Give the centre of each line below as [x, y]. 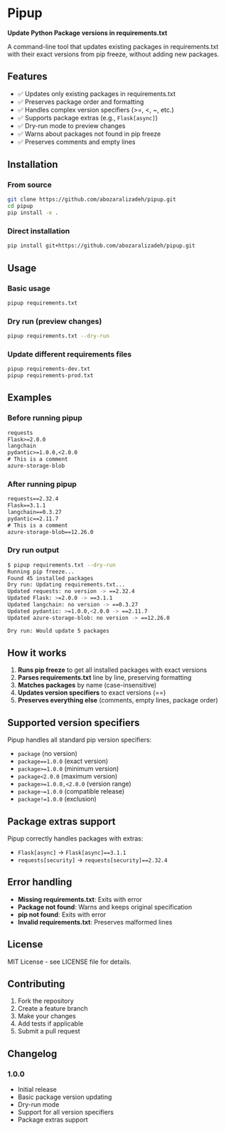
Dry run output [33, 550]
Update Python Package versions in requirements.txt [87, 33]
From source [29, 185]
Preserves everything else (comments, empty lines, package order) [118, 700]
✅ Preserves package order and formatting [81, 102]
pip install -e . [33, 213]
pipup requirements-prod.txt [50, 376]
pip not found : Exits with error [62, 914]
